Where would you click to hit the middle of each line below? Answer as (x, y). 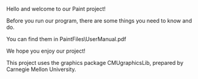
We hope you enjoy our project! (46, 51)
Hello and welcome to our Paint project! (56, 9)
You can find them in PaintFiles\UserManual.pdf (66, 39)
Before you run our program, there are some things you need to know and (99, 21)
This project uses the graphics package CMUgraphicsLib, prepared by (95, 63)
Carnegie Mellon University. (41, 69)
